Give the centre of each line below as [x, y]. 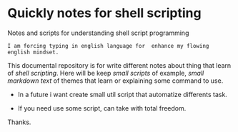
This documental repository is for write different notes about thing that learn [119, 65]
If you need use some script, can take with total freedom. [102, 108]
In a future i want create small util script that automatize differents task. [122, 94]
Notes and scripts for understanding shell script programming [98, 33]
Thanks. [19, 122]
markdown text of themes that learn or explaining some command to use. [115, 81]
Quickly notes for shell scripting [104, 13]
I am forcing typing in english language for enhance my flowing [108, 46]
